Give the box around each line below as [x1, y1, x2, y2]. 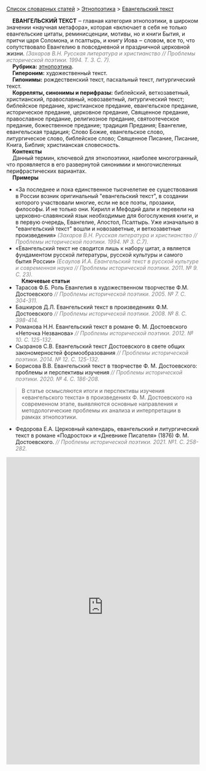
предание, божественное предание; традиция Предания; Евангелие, [6, 122, 188, 128]
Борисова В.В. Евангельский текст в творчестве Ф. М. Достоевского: [15, 362, 197, 370]
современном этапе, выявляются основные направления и [21, 400, 178, 408]
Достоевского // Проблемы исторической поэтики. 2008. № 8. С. [15, 310, 187, 317]
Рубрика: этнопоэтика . [12, 63, 74, 70]
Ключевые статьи [21, 277, 71, 285]
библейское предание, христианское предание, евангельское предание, [6, 102, 199, 109]
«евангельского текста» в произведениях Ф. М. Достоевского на [21, 393, 193, 401]
